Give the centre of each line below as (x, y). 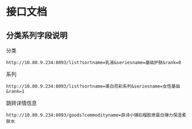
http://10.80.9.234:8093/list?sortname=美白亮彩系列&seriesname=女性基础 (93, 86)
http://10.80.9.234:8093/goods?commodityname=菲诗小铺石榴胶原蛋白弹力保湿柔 (96, 115)
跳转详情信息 (21, 103)
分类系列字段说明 (37, 35)
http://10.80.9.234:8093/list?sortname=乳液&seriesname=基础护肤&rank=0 (94, 62)
